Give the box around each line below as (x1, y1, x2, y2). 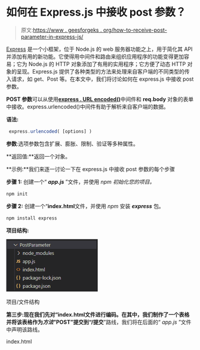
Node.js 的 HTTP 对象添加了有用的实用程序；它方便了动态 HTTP (28, 60, 186, 68)
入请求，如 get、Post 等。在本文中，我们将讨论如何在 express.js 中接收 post (6, 75, 194, 83)
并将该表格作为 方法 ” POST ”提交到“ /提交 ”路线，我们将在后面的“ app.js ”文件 (6, 318, 192, 325)
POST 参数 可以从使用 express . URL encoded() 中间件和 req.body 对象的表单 (6, 95, 194, 102)
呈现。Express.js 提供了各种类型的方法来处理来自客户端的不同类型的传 (16, 68, 190, 75)
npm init (6, 191, 28, 197)
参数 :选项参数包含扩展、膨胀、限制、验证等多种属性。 (6, 140, 139, 147)
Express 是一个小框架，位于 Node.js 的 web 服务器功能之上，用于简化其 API (6, 45, 193, 53)
